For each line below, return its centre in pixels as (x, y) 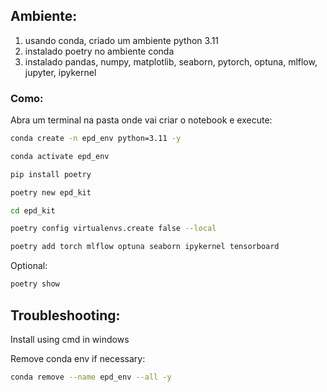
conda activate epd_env (60, 156)
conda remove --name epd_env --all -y (91, 377)
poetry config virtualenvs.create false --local (113, 229)
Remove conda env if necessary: (78, 358)
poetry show (35, 284)
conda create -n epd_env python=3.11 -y (96, 139)
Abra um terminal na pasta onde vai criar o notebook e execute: (141, 120)
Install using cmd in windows (70, 339)
